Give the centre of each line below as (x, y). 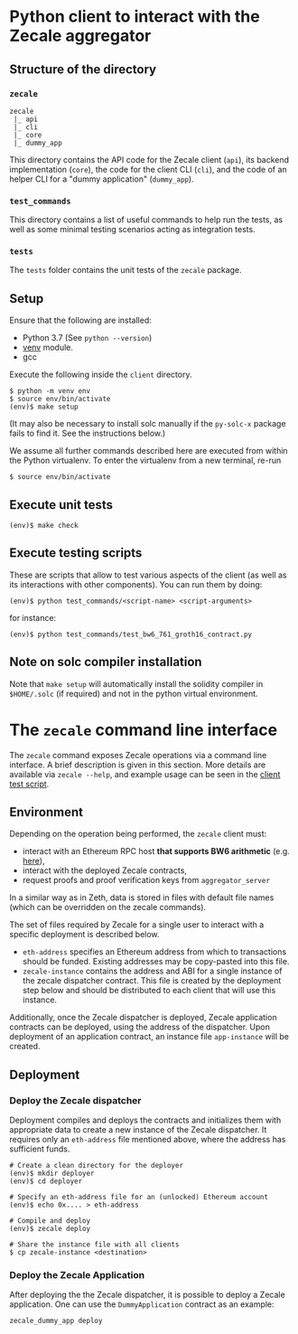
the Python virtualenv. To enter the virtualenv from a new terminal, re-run (145, 460)
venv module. (48, 348)
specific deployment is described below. (84, 935)
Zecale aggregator (80, 36)
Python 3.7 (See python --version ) (87, 338)
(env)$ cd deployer (46, 1181)
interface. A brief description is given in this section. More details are (138, 765)
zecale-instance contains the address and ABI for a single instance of (152, 971)
